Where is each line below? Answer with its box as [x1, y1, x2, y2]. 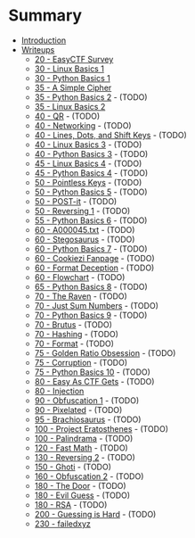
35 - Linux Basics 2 [34, 101, 106, 112]
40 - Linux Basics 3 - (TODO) [34, 139, 142, 150]
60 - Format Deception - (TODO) [34, 262, 155, 273]
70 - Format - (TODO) [34, 338, 115, 349]
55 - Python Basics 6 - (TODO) [34, 215, 148, 226]
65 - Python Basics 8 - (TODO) [34, 281, 148, 292]
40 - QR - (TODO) [34, 111, 101, 121]
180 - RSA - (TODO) [34, 499, 108, 509]
